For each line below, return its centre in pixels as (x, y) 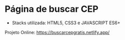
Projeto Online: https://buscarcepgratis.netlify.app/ (57, 32)
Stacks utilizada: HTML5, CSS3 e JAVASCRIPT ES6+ (66, 23)
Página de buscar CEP (52, 9)
